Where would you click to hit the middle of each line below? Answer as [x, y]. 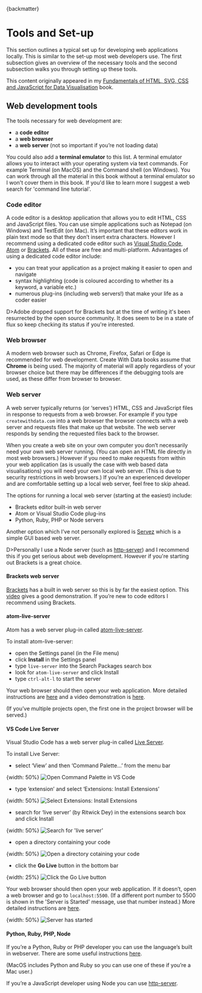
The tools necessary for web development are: [64, 121]
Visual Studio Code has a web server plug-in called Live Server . [85, 742]
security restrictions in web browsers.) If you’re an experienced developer [98, 477]
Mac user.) [20, 972]
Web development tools [52, 106]
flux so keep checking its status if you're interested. [71, 325]
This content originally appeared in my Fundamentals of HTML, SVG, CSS [97, 80]
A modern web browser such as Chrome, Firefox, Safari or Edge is [88, 353]
